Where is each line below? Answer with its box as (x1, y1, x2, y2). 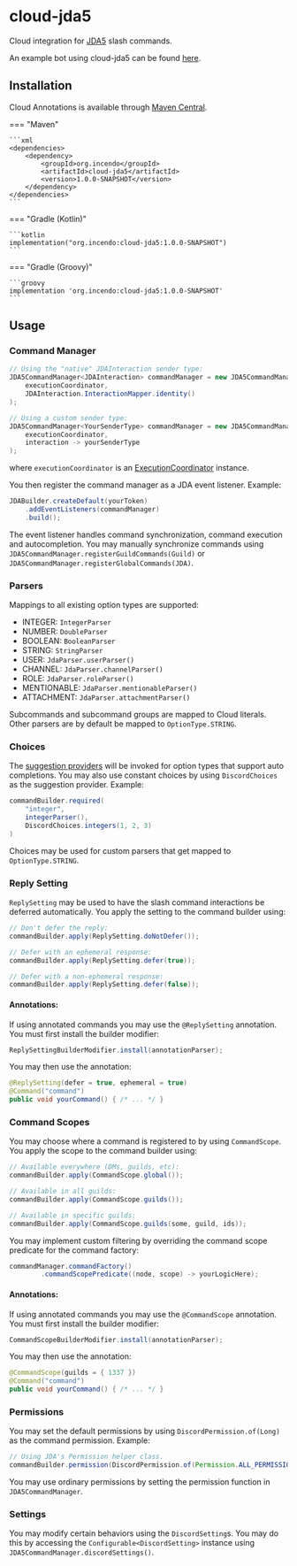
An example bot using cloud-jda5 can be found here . (9, 52, 202, 63)
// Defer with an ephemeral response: (9, 948, 152, 956)
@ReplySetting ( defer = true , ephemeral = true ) (9, 1079, 188, 1087)
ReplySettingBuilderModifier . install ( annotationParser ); (9, 1046, 224, 1055)
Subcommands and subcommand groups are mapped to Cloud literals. (9, 710, 267, 720)
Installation (9, 78, 72, 94)
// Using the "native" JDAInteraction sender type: (9, 365, 203, 373)
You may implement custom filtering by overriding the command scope (9, 1235, 268, 1246)
